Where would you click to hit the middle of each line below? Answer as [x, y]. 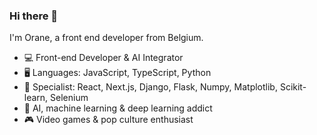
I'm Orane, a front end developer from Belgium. [106, 38]
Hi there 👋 [34, 16]
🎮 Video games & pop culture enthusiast [108, 120]
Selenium [69, 98]
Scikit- [293, 87]
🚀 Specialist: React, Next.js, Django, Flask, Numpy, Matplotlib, [150, 87]
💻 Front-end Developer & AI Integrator [103, 58]
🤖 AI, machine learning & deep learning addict [118, 108]
